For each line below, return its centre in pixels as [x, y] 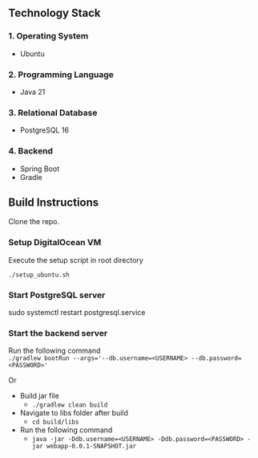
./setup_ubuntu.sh [39, 275]
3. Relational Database [53, 112]
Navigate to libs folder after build [74, 413]
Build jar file [40, 396]
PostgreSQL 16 [44, 130]
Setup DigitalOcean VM [55, 243]
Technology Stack [54, 13]
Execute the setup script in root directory [76, 260]
